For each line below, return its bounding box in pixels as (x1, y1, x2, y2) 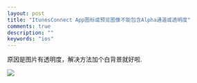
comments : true (7, 23, 51, 29)
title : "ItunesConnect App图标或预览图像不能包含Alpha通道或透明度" (7, 16, 191, 23)
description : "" (7, 29, 54, 36)
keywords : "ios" (7, 36, 54, 43)
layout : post (7, 10, 45, 17)
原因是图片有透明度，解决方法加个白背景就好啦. (7, 56, 143, 64)
